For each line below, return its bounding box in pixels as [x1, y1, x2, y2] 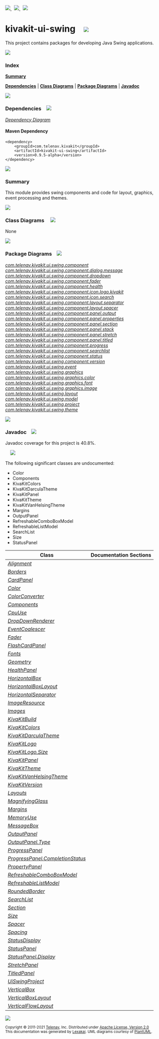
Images [8, 707, 26, 714]
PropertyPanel [8, 863, 42, 870]
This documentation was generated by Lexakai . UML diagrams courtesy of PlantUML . [5, 1029, 152, 1034]
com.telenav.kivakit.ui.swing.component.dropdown [5, 272, 111, 279]
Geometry [8, 658, 32, 665]
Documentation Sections [90, 552, 151, 559]
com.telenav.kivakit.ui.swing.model [5, 396, 78, 402]
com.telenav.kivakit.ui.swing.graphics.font [5, 380, 93, 386]
